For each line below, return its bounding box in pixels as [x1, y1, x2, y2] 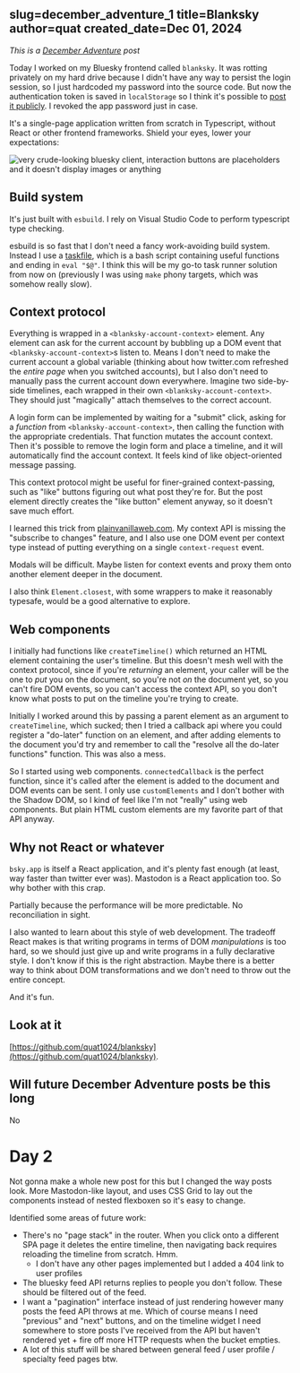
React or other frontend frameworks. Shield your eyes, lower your [9, 127, 252, 138]
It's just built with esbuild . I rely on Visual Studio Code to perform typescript [9, 213, 290, 224]
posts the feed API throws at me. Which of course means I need [21, 1306, 258, 1317]
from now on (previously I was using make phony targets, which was [9, 269, 259, 280]
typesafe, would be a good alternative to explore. [9, 596, 191, 607]
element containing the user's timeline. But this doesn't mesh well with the [9, 655, 284, 666]
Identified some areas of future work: [9, 1212, 147, 1222]
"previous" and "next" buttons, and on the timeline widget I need [21, 1315, 261, 1326]
